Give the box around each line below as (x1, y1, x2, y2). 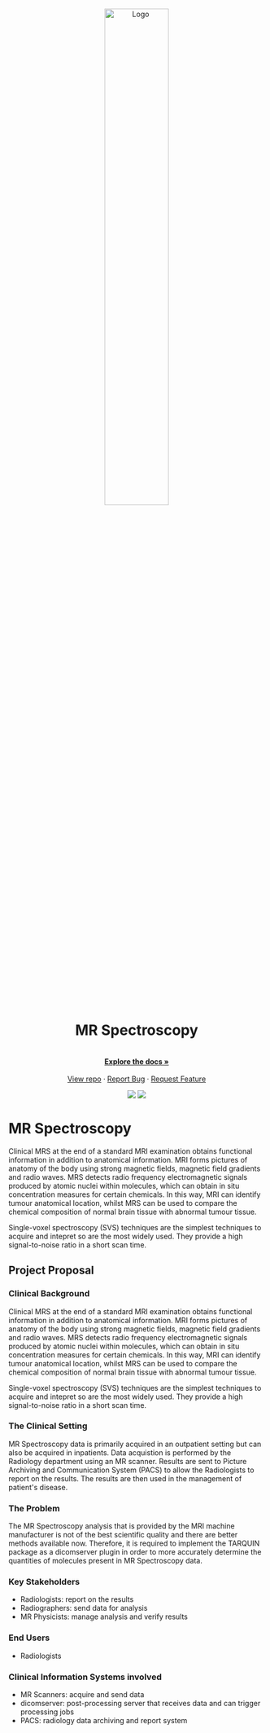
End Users (8, 1632, 50, 1643)
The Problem (8, 1502, 61, 1514)
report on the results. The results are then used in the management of (8, 1473, 242, 1483)
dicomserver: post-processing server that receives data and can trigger (20, 1699, 261, 1709)
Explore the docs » (104, 1056, 169, 1067)
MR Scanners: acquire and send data (20, 1690, 145, 1700)
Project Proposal (8, 1264, 95, 1278)
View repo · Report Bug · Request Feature (67, 1074, 207, 1084)
